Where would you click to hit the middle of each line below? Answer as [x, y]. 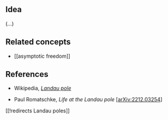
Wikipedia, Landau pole [42, 88]
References [27, 74]
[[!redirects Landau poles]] [38, 111]
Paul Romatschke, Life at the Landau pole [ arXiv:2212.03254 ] [88, 100]
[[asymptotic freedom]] [42, 56]
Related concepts [38, 42]
